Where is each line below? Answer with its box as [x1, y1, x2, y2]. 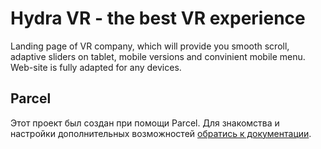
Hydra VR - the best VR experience [10, 7, 306, 30]
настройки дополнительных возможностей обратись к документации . [10, 127, 312, 139]
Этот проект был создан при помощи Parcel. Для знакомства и [10, 117, 280, 129]
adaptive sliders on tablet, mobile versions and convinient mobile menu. [10, 50, 306, 62]
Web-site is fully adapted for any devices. [10, 61, 182, 73]
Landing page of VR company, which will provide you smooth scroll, [10, 40, 290, 52]
